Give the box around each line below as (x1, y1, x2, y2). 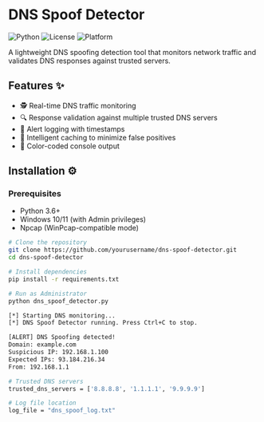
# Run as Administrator (8, 290, 88, 298)
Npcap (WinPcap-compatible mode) (19, 223, 140, 233)
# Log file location (8, 399, 77, 408)
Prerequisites (8, 188, 61, 199)
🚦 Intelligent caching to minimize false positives (19, 132, 176, 142)
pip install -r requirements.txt (8, 275, 120, 283)
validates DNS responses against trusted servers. (8, 56, 171, 65)
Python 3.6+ (19, 206, 61, 216)
